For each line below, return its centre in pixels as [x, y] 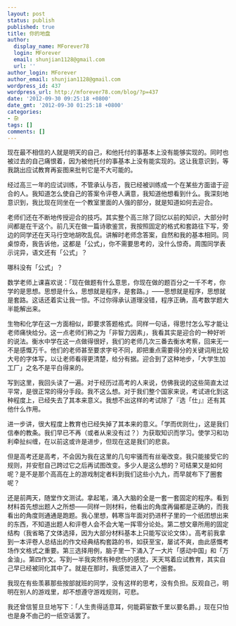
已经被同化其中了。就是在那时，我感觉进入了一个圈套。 [99, 568]
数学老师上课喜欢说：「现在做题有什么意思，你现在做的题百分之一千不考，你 [117, 283]
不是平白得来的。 [63, 368]
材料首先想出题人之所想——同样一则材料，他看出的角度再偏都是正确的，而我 [118, 506]
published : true [31, 27]
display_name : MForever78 [52, 46]
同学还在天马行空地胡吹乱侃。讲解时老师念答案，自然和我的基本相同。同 [124, 235]
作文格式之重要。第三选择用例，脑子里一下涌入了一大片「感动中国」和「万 [121, 551]
